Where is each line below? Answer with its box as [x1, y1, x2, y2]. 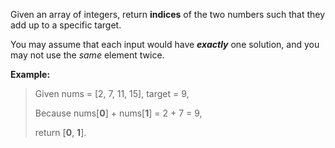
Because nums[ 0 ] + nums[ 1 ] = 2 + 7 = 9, [34, 107, 203, 119]
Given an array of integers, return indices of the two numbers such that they [10, 9, 326, 20]
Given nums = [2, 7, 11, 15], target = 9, [34, 88, 190, 99]
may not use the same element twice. [10, 49, 165, 61]
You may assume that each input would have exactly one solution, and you [10, 39, 320, 50]
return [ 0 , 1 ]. [34, 127, 87, 138]
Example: [10, 69, 51, 80]
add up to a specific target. [10, 19, 122, 31]
